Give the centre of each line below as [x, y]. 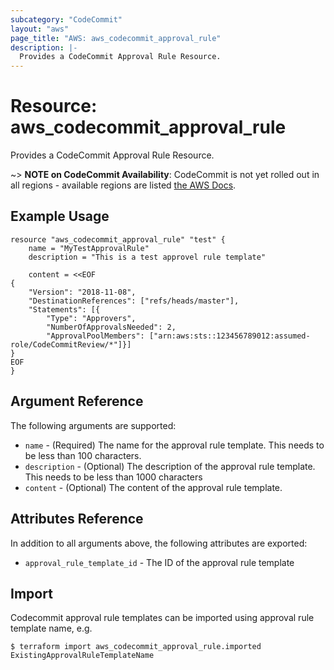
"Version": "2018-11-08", [82, 292]
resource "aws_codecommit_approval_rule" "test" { [118, 239]
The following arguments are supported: [93, 425]
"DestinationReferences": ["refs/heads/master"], [134, 301]
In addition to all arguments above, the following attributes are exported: [159, 543]
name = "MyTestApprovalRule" [89, 248]
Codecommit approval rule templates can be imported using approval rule [162, 618]
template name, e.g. [51, 628]
